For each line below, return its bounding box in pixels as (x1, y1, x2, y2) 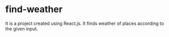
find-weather (5, 4, 63, 15)
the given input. (5, 25, 38, 31)
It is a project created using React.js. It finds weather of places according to (5, 20, 164, 26)
